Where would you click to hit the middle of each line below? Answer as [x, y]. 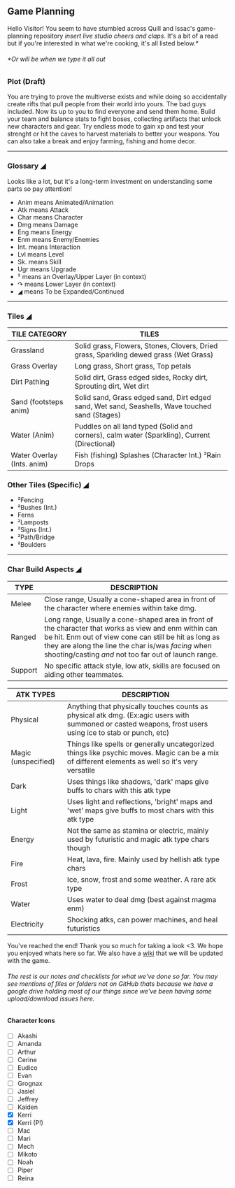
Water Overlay [34, 455]
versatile [81, 770]
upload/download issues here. [51, 999]
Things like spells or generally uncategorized [141, 744]
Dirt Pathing [30, 382]
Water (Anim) [33, 435]
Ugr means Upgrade [47, 269]
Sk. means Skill [39, 262]
